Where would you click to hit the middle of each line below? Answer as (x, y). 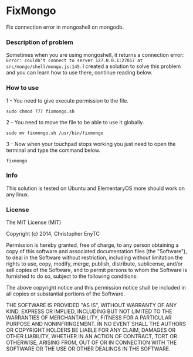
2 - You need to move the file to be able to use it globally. (75, 122)
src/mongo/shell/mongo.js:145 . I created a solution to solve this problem (93, 66)
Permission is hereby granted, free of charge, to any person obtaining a (92, 245)
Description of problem (40, 42)
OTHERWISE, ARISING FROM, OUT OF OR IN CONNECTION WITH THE (92, 343)
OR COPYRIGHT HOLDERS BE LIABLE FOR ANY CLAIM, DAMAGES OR (91, 330)
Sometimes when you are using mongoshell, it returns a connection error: (95, 55)
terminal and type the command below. (53, 150)
